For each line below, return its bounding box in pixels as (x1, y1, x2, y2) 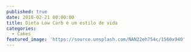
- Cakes (12, 31, 32, 37)
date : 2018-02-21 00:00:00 (6, 14, 75, 20)
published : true (6, 8, 47, 15)
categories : (6, 25, 36, 32)
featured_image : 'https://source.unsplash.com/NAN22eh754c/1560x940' (6, 36, 186, 42)
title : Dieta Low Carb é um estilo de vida (6, 20, 118, 26)
